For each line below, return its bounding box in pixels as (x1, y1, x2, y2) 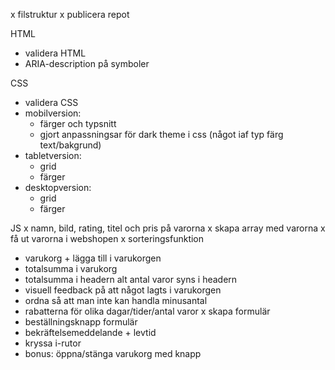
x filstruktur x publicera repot (10, 9, 130, 20)
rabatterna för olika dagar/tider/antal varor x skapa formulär (24, 305, 271, 317)
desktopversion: (24, 182, 92, 193)
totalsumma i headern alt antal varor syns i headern (24, 274, 238, 285)
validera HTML (24, 47, 87, 59)
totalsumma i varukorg (24, 263, 118, 274)
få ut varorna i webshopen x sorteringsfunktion (10, 233, 205, 244)
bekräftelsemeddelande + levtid (24, 327, 157, 338)
